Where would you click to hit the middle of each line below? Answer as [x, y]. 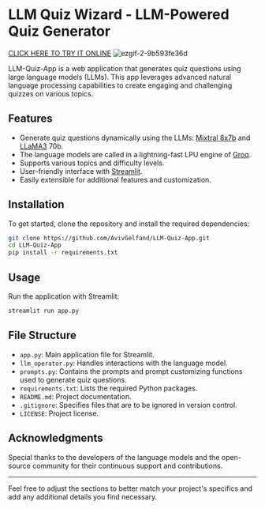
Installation [36, 204]
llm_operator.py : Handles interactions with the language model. [123, 363]
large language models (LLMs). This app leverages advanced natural [119, 77]
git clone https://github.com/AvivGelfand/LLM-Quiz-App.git [109, 238]
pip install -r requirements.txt [63, 253]
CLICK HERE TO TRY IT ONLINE [60, 53]
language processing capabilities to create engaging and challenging [120, 85]
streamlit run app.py [44, 311]
